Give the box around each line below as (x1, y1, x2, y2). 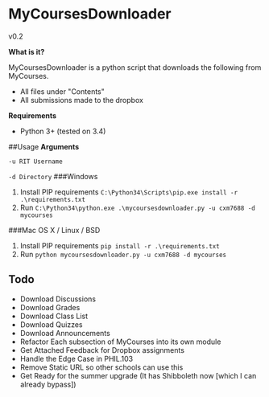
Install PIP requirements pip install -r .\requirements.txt (19, 240, 220, 250)
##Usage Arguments (8, 141, 80, 151)
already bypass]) (19, 379, 77, 389)
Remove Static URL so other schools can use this (19, 362, 184, 372)
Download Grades (19, 302, 81, 312)
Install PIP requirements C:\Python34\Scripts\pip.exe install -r (19, 186, 238, 197)
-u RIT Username (8, 158, 63, 166)
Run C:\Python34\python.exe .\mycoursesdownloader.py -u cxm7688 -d (19, 203, 255, 212)
